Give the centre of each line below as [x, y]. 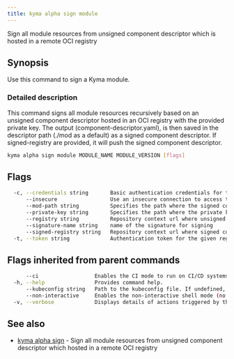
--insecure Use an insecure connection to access [124, 199]
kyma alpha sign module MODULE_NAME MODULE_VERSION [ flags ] [96, 155]
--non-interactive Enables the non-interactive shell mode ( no [126, 296]
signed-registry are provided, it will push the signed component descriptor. [115, 142]
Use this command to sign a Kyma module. [69, 79]
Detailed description [42, 98]
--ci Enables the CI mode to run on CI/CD [115, 276]
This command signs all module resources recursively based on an [103, 113]
